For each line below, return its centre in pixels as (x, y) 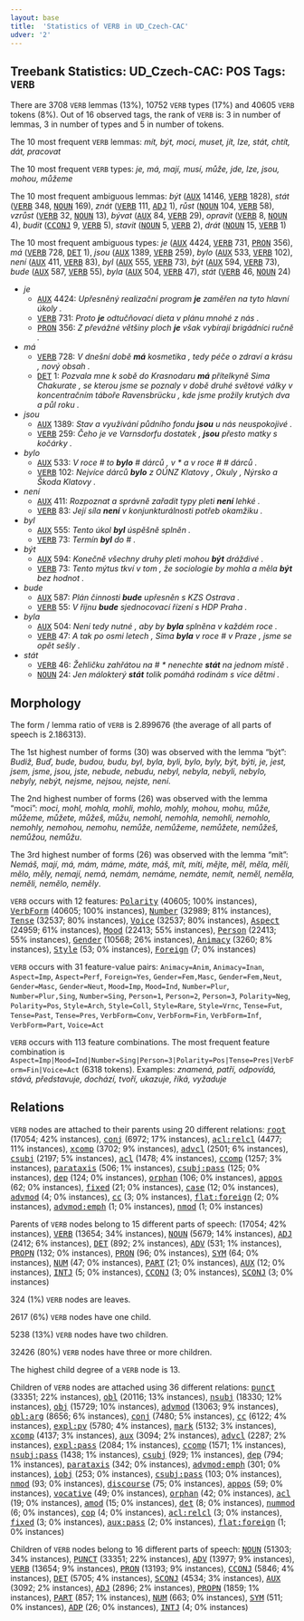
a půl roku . (58, 405)
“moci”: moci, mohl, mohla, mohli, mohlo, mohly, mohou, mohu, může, (140, 808)
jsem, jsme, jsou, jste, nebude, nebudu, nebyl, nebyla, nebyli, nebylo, (138, 771)
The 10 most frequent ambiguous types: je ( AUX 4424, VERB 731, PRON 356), (152, 243)
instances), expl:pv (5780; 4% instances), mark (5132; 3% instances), (143, 1425)
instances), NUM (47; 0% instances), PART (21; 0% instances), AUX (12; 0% (148, 1262)
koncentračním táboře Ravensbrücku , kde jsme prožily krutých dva (163, 395)
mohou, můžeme (42, 179)
